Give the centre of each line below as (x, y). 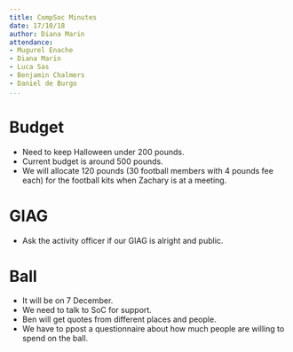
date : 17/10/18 (37, 26)
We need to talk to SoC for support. (87, 310)
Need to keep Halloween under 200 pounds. (103, 152)
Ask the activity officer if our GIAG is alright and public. (123, 240)
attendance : (31, 42)
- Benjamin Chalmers (48, 75)
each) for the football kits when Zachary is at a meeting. (124, 180)
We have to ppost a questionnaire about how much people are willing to (153, 329)
